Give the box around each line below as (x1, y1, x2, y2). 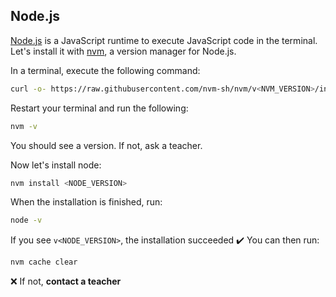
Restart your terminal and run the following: (10, 102, 189, 114)
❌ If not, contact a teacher (10, 275, 122, 288)
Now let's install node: (10, 159, 102, 171)
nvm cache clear (10, 257, 78, 268)
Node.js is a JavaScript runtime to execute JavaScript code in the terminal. (10, 34, 318, 46)
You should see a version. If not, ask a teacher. (10, 139, 203, 151)
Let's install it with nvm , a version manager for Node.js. (10, 45, 237, 57)
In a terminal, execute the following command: (10, 64, 201, 76)
